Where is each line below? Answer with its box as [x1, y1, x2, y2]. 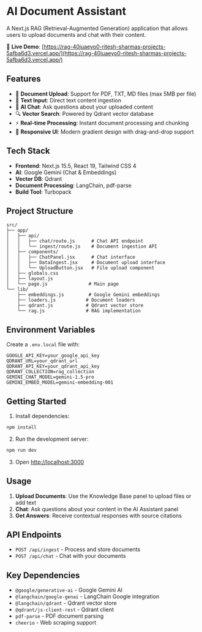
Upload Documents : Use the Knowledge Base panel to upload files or [15, 492, 192, 500]
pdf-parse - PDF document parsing [15, 612, 104, 620]
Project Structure [6, 205, 73, 216]
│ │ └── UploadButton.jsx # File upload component [6, 265, 155, 271]
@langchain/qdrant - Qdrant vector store [15, 600, 118, 607]
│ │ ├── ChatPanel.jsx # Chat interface [6, 254, 136, 261]
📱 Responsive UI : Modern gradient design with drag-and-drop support [15, 128, 194, 135]
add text [15, 498, 37, 506]
